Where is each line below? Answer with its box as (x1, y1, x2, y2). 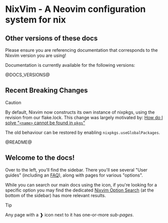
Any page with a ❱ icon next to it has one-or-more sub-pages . (5, 212, 134, 218)
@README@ (5, 139, 32, 145)
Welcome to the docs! (5, 154, 75, 162)
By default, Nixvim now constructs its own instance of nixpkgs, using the (5, 109, 155, 115)
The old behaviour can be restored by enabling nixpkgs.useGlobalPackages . (5, 129, 160, 135)
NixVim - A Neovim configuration (5, 3, 146, 15)
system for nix (5, 14, 66, 25)
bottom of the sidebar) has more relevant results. (5, 192, 106, 198)
